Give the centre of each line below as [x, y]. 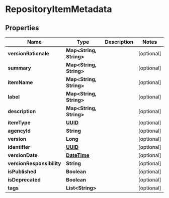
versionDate [23, 155]
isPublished [22, 172]
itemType [19, 123]
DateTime [78, 155]
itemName [20, 82]
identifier [19, 147]
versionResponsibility [34, 163]
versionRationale [28, 54]
